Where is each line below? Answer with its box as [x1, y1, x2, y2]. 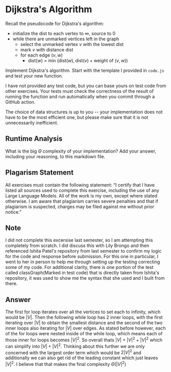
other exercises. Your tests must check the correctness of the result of [5, 88, 154, 94]
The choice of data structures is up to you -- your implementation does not [5, 109, 163, 115]
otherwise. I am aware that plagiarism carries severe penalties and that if [5, 198, 158, 204]
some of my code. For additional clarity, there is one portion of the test [5, 264, 154, 270]
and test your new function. [5, 72, 63, 79]
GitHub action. [5, 98, 36, 105]
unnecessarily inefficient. [5, 119, 59, 126]
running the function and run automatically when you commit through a [5, 93, 155, 100]
